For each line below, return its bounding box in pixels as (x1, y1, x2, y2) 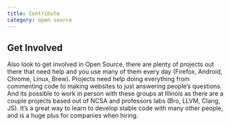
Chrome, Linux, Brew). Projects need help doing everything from (7, 75, 190, 83)
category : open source (7, 17, 72, 23)
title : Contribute (7, 10, 60, 17)
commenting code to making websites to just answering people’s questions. (7, 82, 222, 90)
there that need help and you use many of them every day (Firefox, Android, (7, 67, 222, 76)
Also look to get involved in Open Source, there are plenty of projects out (7, 60, 215, 69)
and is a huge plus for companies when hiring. (7, 112, 139, 120)
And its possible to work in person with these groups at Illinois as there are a (7, 90, 224, 98)
